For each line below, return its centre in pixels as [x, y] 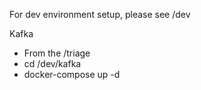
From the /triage [57, 53]
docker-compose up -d [72, 74]
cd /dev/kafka [52, 63]
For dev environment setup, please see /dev [100, 14]
